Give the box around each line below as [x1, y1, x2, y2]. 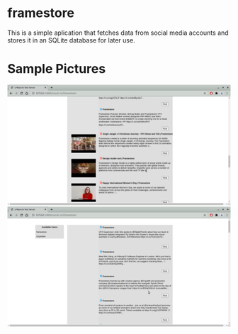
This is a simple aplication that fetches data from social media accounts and [7, 28, 229, 37]
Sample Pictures [7, 61, 106, 77]
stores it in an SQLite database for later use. [7, 35, 136, 44]
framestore [7, 5, 74, 21]
